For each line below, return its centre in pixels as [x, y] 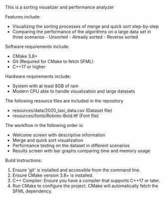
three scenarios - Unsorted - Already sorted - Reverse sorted [75, 37]
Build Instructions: [24, 160]
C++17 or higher [29, 67]
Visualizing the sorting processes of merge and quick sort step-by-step [85, 26]
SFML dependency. [32, 191]
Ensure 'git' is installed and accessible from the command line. [76, 170]
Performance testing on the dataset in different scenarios [71, 145]
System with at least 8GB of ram [45, 86]
